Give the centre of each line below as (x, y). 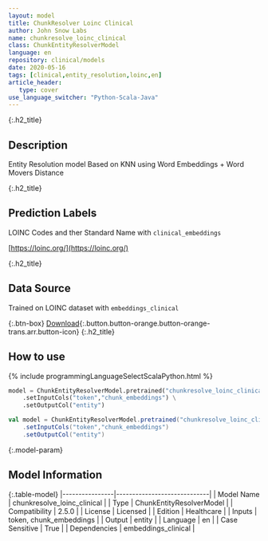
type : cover (39, 90)
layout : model (32, 16)
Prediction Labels (53, 213)
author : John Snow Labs (48, 30)
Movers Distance (36, 173)
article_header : (35, 82)
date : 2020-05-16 (37, 68)
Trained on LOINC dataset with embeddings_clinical (94, 307)
